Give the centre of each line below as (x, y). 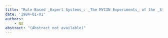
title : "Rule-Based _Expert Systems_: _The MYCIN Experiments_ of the (80, 10)
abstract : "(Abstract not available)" (45, 28)
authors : (14, 19)
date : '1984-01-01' (25, 14)
